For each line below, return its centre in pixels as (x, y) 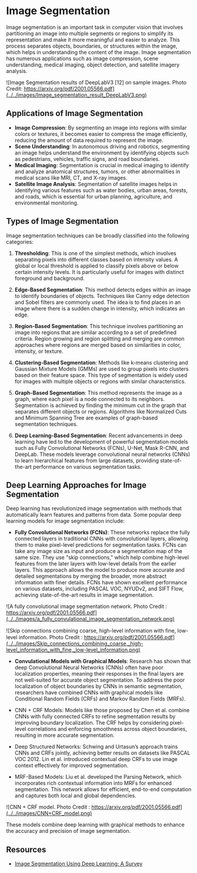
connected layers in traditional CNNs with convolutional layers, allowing (101, 539)
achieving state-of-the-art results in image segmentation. (84, 595)
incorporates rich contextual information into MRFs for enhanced (93, 783)
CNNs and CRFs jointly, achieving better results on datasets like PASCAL (102, 753)
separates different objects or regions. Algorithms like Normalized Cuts (101, 411)
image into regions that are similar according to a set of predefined (96, 332)
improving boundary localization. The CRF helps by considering (91, 723)
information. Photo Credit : (51, 637)
